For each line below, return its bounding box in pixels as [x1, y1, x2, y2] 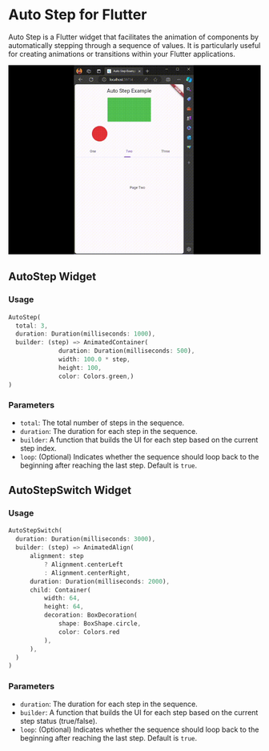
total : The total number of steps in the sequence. [19, 418, 185, 428]
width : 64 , [43, 594, 81, 602]
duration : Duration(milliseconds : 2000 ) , [29, 577, 171, 585]
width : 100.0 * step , [58, 355, 130, 363]
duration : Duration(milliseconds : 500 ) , [58, 347, 195, 355]
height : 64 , [43, 603, 84, 611]
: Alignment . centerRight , [43, 568, 130, 577]
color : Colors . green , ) [58, 372, 134, 380]
